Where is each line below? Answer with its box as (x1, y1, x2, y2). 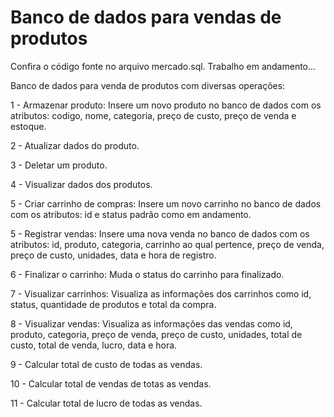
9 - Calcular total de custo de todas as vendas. (10, 358, 203, 370)
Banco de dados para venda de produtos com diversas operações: (10, 79, 286, 91)
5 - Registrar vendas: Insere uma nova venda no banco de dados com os (10, 227, 310, 240)
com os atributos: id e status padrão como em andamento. (10, 208, 252, 220)
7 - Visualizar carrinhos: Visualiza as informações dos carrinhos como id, (10, 287, 312, 300)
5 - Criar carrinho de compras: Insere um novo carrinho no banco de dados (10, 197, 322, 210)
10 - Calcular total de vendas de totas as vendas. (10, 377, 212, 390)
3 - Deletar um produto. (10, 159, 108, 171)
